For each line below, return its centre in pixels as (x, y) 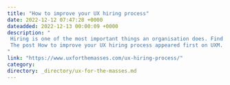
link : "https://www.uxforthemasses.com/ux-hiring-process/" (95, 58)
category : (21, 64)
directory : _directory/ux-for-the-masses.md (72, 71)
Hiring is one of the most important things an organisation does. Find (117, 39)
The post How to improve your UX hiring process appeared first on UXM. (117, 45)
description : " (29, 33)
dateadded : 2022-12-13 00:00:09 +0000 (63, 26)
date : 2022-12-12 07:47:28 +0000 (55, 20)
